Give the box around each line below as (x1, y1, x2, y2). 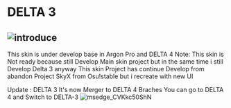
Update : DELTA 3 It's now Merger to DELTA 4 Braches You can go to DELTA (7, 86, 224, 93)
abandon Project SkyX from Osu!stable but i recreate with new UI (7, 72, 194, 80)
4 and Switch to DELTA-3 (7, 93, 78, 101)
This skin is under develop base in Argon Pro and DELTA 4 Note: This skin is (7, 50, 224, 58)
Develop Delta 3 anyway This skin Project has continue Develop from (7, 65, 205, 73)
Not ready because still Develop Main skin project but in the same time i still (7, 57, 223, 66)
